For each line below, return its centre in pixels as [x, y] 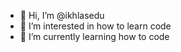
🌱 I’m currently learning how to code [94, 36]
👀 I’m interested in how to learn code [95, 26]
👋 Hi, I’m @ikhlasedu [62, 15]
